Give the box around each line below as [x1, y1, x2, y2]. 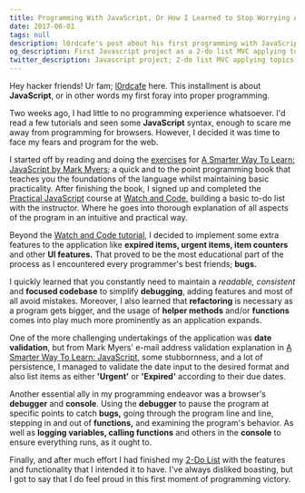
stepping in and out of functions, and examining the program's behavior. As [9, 418, 294, 428]
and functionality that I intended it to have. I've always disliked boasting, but [9, 464, 293, 475]
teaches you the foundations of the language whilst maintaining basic [9, 173, 270, 184]
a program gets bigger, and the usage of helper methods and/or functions [9, 305, 290, 316]
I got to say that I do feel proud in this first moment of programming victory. [9, 474, 291, 484]
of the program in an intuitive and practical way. [9, 212, 188, 222]
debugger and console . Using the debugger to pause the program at [9, 399, 270, 409]
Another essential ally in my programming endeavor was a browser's [9, 389, 266, 399]
